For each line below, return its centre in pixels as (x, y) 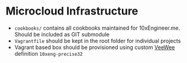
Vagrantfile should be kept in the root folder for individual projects (98, 41)
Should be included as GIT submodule (62, 34)
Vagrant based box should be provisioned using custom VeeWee (95, 47)
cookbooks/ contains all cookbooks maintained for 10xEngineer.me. (97, 28)
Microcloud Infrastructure (72, 11)
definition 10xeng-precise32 (48, 53)
